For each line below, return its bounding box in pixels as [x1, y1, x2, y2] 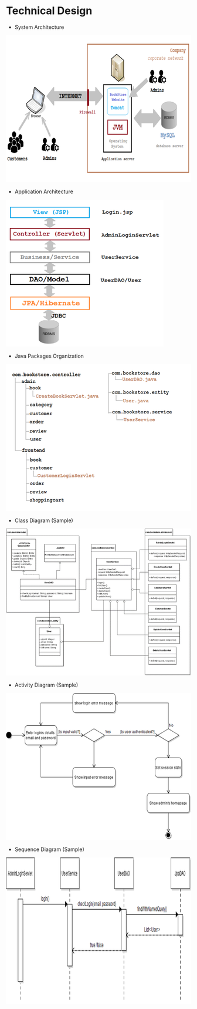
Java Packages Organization [14, 352, 84, 359]
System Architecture [14, 23, 64, 31]
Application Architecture [14, 188, 73, 195]
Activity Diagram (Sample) [14, 681, 79, 688]
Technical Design [6, 4, 93, 18]
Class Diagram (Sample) [14, 517, 73, 524]
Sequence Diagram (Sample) [14, 846, 85, 853]
